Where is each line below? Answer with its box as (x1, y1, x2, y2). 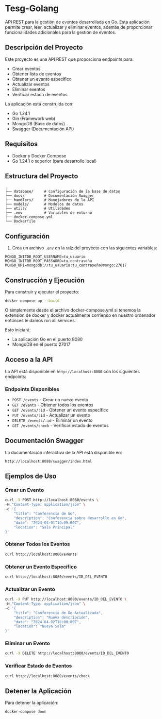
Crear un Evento (5, 487, 44, 494)
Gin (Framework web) (12, 115, 56, 121)
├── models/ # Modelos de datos (5, 202, 83, 207)
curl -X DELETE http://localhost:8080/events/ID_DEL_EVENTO (5, 651, 130, 656)
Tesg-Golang (5, 3, 59, 14)
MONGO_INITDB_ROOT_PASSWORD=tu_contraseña (5, 258, 92, 264)
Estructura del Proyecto (5, 172, 79, 180)
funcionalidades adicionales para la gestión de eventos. (5, 29, 116, 35)
